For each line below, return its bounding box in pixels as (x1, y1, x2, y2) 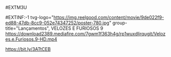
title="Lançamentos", (5, 25, 50, 31)
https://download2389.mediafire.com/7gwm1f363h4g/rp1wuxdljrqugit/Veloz (5, 31, 166, 36)
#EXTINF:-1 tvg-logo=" (5, 14, 54, 20)
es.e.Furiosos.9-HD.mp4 (5, 36, 58, 42)
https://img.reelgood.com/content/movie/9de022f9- (53, 14, 164, 20)
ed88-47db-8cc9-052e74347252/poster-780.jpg (5, 20, 109, 26)
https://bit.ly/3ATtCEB (5, 46, 51, 52)
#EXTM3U (5, 5, 27, 10)
